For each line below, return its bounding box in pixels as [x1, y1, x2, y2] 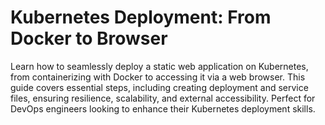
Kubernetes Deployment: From [10, 6, 272, 29]
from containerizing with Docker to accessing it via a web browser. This [10, 71, 306, 83]
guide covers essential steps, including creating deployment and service [10, 81, 309, 93]
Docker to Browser [10, 27, 168, 50]
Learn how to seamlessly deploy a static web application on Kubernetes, [10, 60, 309, 72]
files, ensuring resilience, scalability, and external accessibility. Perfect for [10, 92, 316, 104]
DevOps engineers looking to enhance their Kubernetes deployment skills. [10, 102, 316, 115]
